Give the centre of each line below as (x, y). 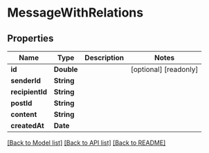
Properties (30, 38)
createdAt (28, 126)
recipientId (29, 92)
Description (104, 58)
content (24, 114)
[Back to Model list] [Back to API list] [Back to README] (87, 143)
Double (66, 69)
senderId (26, 81)
